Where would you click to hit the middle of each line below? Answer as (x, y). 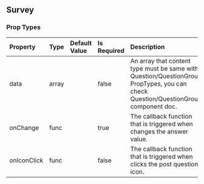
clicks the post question (164, 164)
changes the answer (159, 131)
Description (148, 47)
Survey (20, 10)
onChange (24, 128)
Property (22, 47)
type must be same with (165, 68)
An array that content (161, 61)
